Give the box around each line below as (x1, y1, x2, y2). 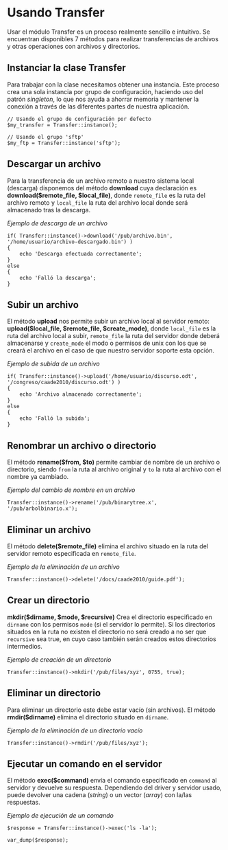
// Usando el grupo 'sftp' (7, 133, 84, 140)
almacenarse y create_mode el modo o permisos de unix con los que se (7, 339, 207, 348)
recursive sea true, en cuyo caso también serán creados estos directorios (7, 634, 217, 643)
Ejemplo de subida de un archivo (7, 359, 101, 368)
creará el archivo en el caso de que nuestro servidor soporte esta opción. (7, 346, 214, 355)
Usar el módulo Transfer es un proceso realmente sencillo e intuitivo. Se (7, 27, 210, 36)
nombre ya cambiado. (7, 473, 69, 481)
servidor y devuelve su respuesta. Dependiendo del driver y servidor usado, (7, 783, 223, 792)
